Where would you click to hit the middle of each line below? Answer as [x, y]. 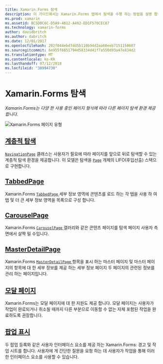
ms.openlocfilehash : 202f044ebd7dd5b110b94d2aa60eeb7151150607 [70, 46]
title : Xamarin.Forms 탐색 [31, 9]
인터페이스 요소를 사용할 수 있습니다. [44, 357]
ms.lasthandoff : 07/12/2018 [33, 64]
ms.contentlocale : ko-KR [30, 59]
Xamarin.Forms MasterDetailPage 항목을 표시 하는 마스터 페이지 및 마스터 [76, 262]
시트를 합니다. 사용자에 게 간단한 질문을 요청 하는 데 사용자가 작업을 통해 [78, 350]
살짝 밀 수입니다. [33, 234]
